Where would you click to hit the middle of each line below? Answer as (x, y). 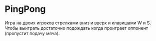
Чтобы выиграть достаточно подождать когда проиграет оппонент (76, 28)
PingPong (25, 9)
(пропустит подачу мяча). (32, 33)
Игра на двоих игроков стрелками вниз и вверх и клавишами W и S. (78, 23)
